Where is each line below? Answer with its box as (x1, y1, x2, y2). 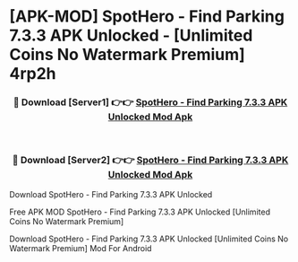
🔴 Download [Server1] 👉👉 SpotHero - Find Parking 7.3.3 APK (13, 96, 288, 109)
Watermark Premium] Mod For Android (9, 242, 152, 253)
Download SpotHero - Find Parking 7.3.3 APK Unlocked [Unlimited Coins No (9, 233, 289, 244)
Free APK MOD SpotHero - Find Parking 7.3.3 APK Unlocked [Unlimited (9, 206, 271, 217)
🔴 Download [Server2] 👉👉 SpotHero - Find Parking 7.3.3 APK (12, 154, 289, 167)
